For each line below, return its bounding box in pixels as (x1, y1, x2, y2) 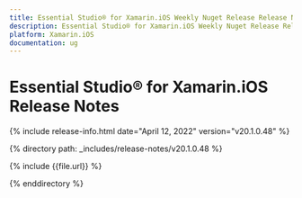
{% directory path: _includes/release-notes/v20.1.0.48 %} (9, 143, 223, 154)
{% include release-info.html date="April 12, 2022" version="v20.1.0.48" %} (9, 126, 290, 137)
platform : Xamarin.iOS (9, 30, 94, 39)
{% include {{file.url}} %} (9, 161, 102, 172)
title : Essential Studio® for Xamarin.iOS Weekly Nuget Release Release (9, 13, 288, 22)
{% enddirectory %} (9, 178, 84, 189)
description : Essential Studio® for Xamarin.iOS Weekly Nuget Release (9, 22, 280, 31)
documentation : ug (9, 38, 78, 48)
